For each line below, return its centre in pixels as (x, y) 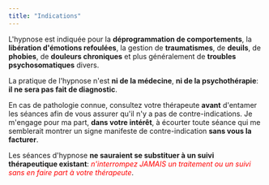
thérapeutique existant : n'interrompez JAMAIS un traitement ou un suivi (130, 164)
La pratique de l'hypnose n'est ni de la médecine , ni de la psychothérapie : (134, 80)
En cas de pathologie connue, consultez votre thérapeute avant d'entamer (133, 105)
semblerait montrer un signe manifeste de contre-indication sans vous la (130, 131)
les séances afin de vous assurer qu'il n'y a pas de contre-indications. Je (130, 114)
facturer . (23, 140)
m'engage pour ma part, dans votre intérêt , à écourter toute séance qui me (134, 122)
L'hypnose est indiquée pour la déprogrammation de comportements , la (130, 39)
